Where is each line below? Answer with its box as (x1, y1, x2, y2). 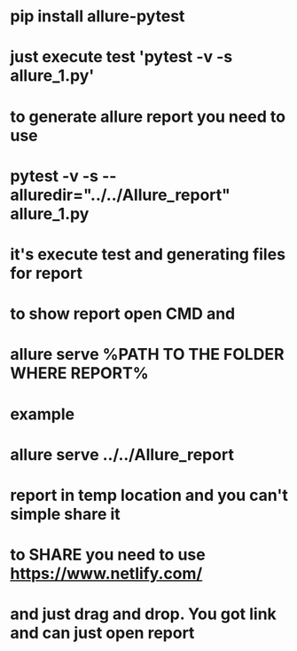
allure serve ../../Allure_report (10, 444, 234, 464)
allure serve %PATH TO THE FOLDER (10, 345, 285, 365)
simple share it (10, 504, 121, 524)
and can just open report (10, 623, 195, 643)
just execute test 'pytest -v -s (10, 47, 233, 67)
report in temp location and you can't (10, 485, 289, 505)
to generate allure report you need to (10, 107, 286, 126)
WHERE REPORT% (10, 363, 149, 384)
